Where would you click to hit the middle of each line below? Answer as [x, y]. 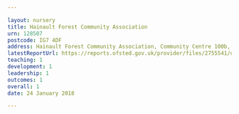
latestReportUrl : [33, 53]
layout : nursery [31, 20]
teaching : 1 [25, 60]
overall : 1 [23, 86]
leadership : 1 [28, 73]
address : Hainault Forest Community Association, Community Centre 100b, [119, 47]
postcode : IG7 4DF [34, 40]
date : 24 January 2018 [41, 93]
